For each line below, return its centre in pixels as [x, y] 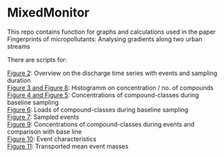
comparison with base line [44, 132]
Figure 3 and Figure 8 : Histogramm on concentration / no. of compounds [110, 87]
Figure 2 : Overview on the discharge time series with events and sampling [112, 73]
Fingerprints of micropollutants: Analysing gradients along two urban [105, 39]
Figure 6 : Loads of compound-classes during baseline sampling [98, 109]
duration [19, 80]
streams [19, 46]
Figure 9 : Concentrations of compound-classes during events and [101, 124]
